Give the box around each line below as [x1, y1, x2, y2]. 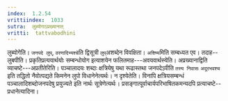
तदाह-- [201, 48, 218, 57]
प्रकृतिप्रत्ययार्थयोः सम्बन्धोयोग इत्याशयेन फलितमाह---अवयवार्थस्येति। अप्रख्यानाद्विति [28, 56, 208, 64]
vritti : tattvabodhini [7, 29, 76, 37]
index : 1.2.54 [7, 10, 51, 17]
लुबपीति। [7, 56, 28, 64]
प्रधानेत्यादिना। [7, 87, 40, 95]
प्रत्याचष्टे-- [197, 80, 221, 88]
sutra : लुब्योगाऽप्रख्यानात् [7, 23, 64, 30]
